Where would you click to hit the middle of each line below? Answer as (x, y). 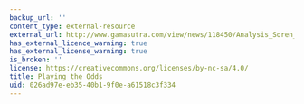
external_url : (36, 34)
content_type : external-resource (72, 26)
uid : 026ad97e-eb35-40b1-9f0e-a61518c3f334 (93, 85)
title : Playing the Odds (56, 77)
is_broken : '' (36, 60)
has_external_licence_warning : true (78, 43)
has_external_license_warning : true (78, 52)
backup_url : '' (38, 18)
